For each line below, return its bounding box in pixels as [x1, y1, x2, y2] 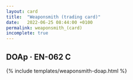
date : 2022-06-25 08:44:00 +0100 [6, 19, 93, 25]
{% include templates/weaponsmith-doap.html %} [6, 67, 128, 74]
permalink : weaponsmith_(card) [6, 25, 83, 31]
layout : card [6, 8, 38, 15]
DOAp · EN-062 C [6, 52, 71, 62]
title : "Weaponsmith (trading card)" [6, 14, 101, 20]
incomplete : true [6, 30, 49, 36]
